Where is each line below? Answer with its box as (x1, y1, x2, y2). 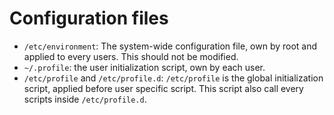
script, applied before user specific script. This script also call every (23, 82, 304, 94)
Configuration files (9, 7, 169, 30)
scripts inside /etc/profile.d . (23, 93, 147, 105)
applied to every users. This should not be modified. (23, 50, 239, 62)
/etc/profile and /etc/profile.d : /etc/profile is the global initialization (23, 72, 324, 84)
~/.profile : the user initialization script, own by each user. (23, 61, 266, 73)
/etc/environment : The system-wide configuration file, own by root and (23, 40, 318, 52)
